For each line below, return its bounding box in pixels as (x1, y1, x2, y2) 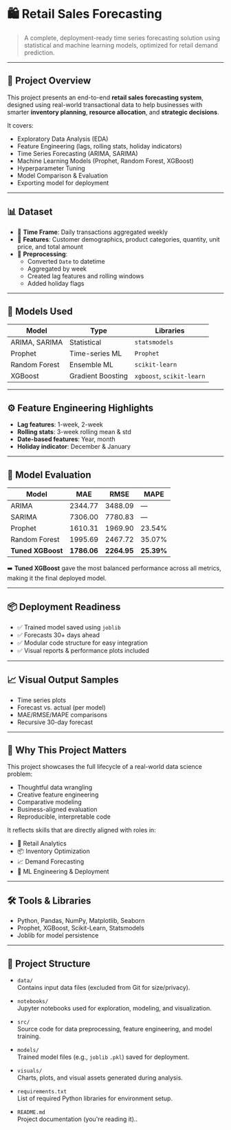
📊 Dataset (7, 206, 53, 218)
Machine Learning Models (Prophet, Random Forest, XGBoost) (16, 157, 194, 165)
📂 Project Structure (7, 957, 91, 969)
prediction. (23, 48, 55, 57)
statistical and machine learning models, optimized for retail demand (23, 41, 219, 49)
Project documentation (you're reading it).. (16, 1115, 138, 1123)
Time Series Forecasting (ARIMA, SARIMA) (16, 149, 139, 157)
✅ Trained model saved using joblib (16, 623, 122, 631)
